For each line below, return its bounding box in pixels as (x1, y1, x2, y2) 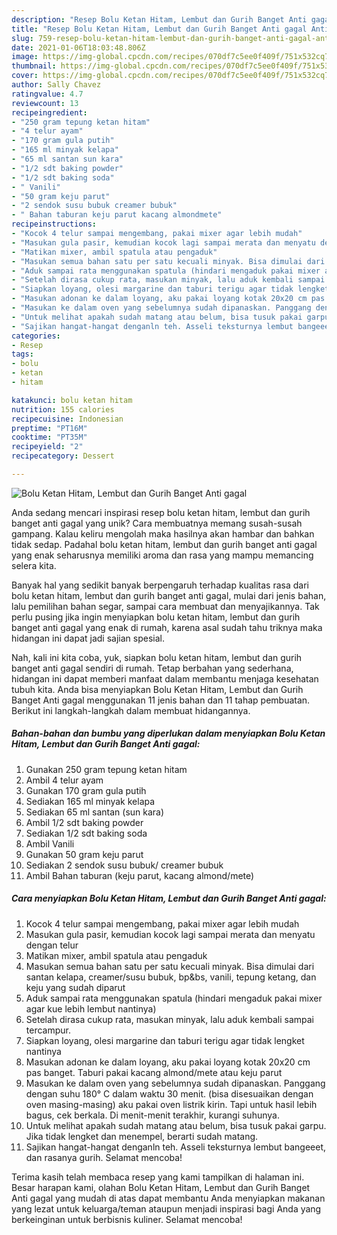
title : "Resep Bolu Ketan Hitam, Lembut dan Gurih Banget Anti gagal (11, 24, 308, 34)
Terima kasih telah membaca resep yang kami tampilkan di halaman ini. (11, 1171, 305, 1183)
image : (11, 52, 39, 62)
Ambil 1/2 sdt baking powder (25, 816, 144, 828)
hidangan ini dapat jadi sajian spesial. (11, 632, 165, 644)
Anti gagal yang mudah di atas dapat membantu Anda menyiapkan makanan (11, 1192, 326, 1204)
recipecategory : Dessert (11, 451, 115, 461)
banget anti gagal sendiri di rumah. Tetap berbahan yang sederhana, (11, 662, 294, 674)
